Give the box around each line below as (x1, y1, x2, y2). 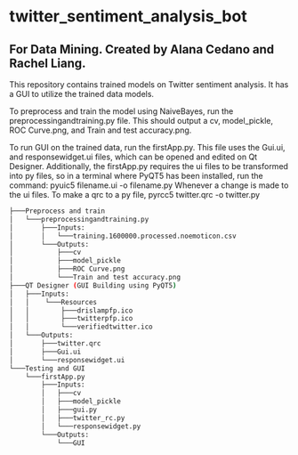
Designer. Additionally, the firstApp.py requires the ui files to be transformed (9, 161, 289, 171)
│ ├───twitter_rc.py (41, 413, 125, 422)
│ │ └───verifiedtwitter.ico (9, 322, 153, 331)
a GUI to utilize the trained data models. (9, 89, 154, 99)
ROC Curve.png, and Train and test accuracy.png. (9, 125, 192, 135)
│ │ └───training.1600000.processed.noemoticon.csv (9, 232, 238, 240)
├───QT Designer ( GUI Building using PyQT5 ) (9, 280, 177, 290)
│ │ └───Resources (9, 297, 98, 306)
